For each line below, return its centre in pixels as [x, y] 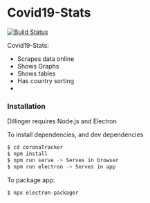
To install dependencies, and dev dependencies [75, 135]
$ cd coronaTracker [35, 148]
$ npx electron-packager [43, 193]
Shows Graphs [38, 66]
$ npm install [28, 154]
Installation [27, 106]
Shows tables [37, 73]
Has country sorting [46, 80]
